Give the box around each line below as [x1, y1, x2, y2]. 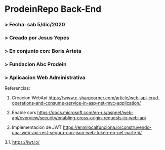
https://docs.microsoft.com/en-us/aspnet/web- [37, 110, 134, 115]
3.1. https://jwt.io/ [4, 139, 40, 145]
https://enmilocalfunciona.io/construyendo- [63, 124, 152, 130]
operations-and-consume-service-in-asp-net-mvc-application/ [11, 100, 141, 106]
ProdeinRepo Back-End [4, 3, 102, 15]
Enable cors [11, 110, 37, 115]
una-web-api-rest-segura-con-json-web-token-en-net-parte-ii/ [11, 130, 142, 136]
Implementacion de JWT [11, 124, 62, 130]
